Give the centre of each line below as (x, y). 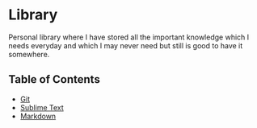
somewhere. (29, 54)
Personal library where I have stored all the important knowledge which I (129, 37)
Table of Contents (55, 79)
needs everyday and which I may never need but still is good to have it (126, 45)
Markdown (38, 116)
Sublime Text (42, 107)
